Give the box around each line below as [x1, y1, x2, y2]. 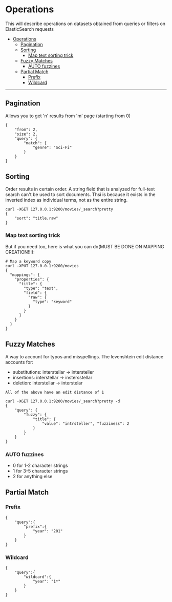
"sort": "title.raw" [14, 216, 58, 221]
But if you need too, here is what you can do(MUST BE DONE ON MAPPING [5, 243, 165, 249]
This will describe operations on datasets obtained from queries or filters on [5, 20, 165, 27]
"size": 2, [14, 132, 38, 137]
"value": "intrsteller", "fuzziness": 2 [41, 421, 130, 426]
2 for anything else [12, 473, 53, 479]
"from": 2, [14, 127, 38, 132]
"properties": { [14, 276, 50, 282]
